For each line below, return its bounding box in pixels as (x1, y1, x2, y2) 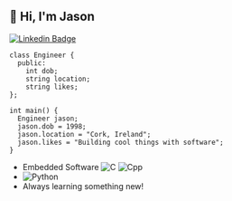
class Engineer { (9, 51, 75, 60)
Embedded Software (22, 161, 99, 172)
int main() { (9, 106, 59, 115)
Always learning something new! (22, 180, 144, 191)
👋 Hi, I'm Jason (9, 9, 95, 24)
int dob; (25, 66, 59, 75)
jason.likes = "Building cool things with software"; (17, 138, 224, 147)
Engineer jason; (17, 114, 79, 123)
